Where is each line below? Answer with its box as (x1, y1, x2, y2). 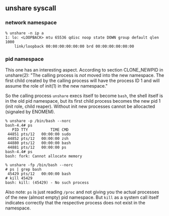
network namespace (5, 19, 57, 26)
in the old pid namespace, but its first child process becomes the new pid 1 (5, 98, 161, 104)
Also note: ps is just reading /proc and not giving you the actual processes (5, 189, 159, 195)
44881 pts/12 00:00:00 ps (7, 145, 67, 150)
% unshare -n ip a (5, 30, 44, 36)
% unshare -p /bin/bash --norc (5, 118, 71, 123)
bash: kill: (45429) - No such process (5, 180, 89, 185)
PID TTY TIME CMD (12, 127, 69, 132)
